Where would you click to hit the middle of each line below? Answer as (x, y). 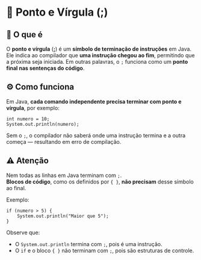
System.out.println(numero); (43, 124)
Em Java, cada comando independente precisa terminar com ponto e (94, 101)
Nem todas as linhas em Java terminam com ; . (64, 175)
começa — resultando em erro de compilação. (64, 141)
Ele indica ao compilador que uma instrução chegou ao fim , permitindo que (100, 55)
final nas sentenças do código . (45, 68)
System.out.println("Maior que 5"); (63, 216)
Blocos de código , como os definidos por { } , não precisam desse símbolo (100, 181)
